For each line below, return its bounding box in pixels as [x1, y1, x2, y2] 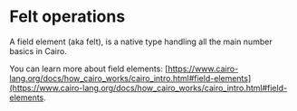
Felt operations [9, 6, 126, 27]
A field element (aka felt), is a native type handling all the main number [9, 36, 273, 47]
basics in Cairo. [9, 45, 68, 56]
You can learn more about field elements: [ [9, 63, 168, 74]
